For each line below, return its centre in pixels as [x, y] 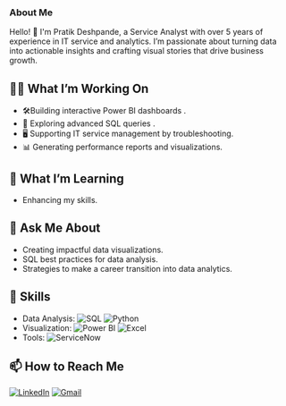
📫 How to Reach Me [67, 366]
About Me [31, 13]
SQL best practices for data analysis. [90, 259]
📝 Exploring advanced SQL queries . [88, 123]
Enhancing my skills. [60, 199]
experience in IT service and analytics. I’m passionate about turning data [143, 41]
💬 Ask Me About [55, 228]
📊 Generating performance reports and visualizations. [122, 147]
